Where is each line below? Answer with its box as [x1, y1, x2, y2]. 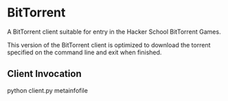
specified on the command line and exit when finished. [7, 48, 162, 56]
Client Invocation [7, 68, 82, 80]
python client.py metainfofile [7, 86, 88, 94]
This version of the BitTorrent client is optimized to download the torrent [7, 41, 211, 49]
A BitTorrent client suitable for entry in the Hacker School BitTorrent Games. [7, 27, 221, 36]
